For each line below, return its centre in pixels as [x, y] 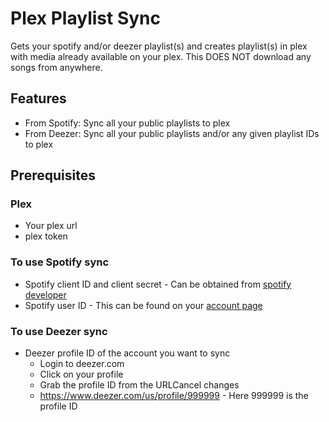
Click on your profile [81, 374]
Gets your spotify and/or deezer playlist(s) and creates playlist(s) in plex [159, 46]
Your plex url [51, 226]
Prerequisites [53, 175]
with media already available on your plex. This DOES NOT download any [161, 56]
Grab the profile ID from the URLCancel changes [139, 385]
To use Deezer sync [59, 331]
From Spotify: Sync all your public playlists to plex [127, 123]
